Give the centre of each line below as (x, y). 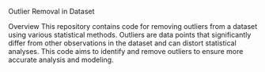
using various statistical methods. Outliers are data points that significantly (130, 35)
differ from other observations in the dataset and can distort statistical (123, 43)
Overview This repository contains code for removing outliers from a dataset (133, 26)
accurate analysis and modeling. (61, 59)
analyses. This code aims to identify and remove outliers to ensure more (126, 51)
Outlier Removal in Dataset (51, 11)
